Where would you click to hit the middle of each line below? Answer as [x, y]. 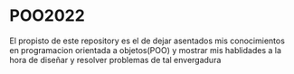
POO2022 [47, 16]
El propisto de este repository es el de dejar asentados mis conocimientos [147, 41]
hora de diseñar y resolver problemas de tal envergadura [115, 60]
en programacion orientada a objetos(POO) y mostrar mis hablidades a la [146, 50]
